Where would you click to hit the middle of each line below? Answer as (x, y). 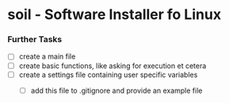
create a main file (47, 56)
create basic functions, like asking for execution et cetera (113, 66)
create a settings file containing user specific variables (108, 74)
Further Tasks (35, 40)
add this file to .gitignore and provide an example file (116, 90)
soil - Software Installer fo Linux (114, 15)
